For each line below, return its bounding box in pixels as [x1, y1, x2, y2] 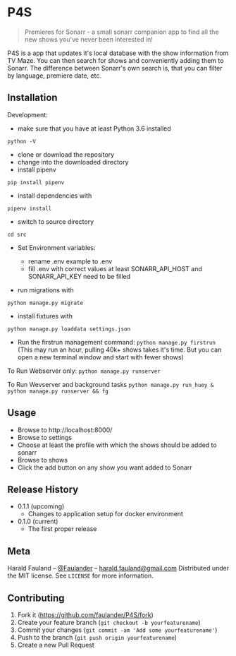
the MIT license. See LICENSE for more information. [7, 571, 154, 580]
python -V [7, 138, 37, 145]
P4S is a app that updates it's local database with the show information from [7, 49, 229, 57]
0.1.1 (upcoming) [17, 502, 65, 511]
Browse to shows [17, 455, 68, 464]
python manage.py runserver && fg [7, 388, 109, 395]
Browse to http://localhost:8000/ [17, 425, 113, 434]
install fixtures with [17, 311, 73, 320]
